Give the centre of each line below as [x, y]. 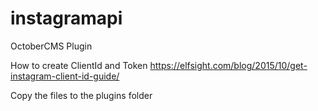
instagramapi [66, 18]
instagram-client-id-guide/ [65, 76]
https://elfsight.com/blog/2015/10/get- [228, 65]
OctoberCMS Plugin [51, 46]
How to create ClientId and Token [79, 65]
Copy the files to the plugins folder [81, 95]
